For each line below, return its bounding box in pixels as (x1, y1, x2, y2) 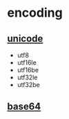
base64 (7, 101, 41, 113)
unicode (7, 33, 43, 45)
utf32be (17, 81, 40, 88)
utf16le (17, 58, 37, 67)
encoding (7, 5, 63, 21)
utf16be (17, 66, 39, 74)
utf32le (17, 73, 38, 81)
